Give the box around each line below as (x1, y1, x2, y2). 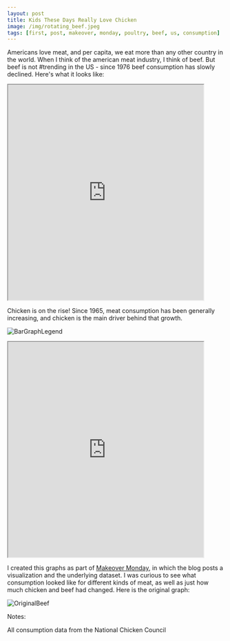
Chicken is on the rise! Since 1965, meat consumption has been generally (7, 307, 216, 315)
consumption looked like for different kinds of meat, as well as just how (7, 578, 209, 587)
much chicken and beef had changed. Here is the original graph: (7, 586, 190, 594)
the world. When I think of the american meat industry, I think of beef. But (7, 56, 216, 64)
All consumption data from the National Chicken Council (7, 626, 167, 634)
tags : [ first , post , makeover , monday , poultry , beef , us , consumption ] (7, 29, 220, 37)
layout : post (7, 10, 45, 17)
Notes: (7, 613, 26, 621)
